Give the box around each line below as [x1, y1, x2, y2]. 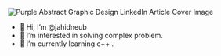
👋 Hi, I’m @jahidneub [19, 23, 88, 31]
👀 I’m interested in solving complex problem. [19, 31, 163, 40]
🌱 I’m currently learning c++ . [19, 39, 114, 48]
